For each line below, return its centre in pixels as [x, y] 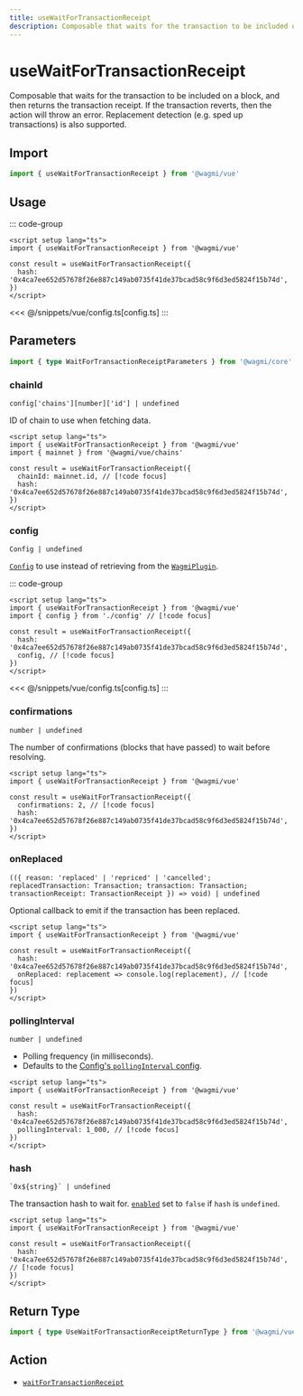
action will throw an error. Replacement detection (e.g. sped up [126, 115]
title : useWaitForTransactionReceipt [80, 18]
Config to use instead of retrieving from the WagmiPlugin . [114, 567]
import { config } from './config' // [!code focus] [110, 616]
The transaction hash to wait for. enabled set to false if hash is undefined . [145, 1204]
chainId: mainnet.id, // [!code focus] [92, 476]
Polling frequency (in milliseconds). [88, 1056]
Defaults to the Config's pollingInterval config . [112, 1066]
